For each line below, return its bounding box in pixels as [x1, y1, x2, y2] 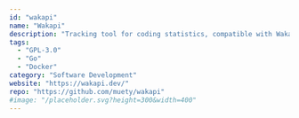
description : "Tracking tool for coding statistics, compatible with [9, 29, 273, 38]
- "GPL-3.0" [17, 46, 62, 55]
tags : [9, 37, 29, 47]
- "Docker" [17, 63, 58, 72]
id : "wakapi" [9, 12, 58, 22]
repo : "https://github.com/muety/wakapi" [9, 87, 166, 96]
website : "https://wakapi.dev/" [9, 79, 129, 88]
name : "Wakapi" [9, 21, 66, 30]
